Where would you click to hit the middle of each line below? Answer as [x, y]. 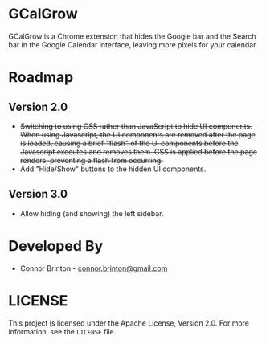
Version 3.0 [38, 194]
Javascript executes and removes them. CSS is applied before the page [139, 152]
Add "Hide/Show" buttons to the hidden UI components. [113, 169]
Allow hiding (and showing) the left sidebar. [92, 213]
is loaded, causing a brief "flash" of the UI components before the [129, 143]
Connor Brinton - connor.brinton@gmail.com [94, 268]
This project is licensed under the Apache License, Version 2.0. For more [129, 323]
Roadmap [41, 78]
